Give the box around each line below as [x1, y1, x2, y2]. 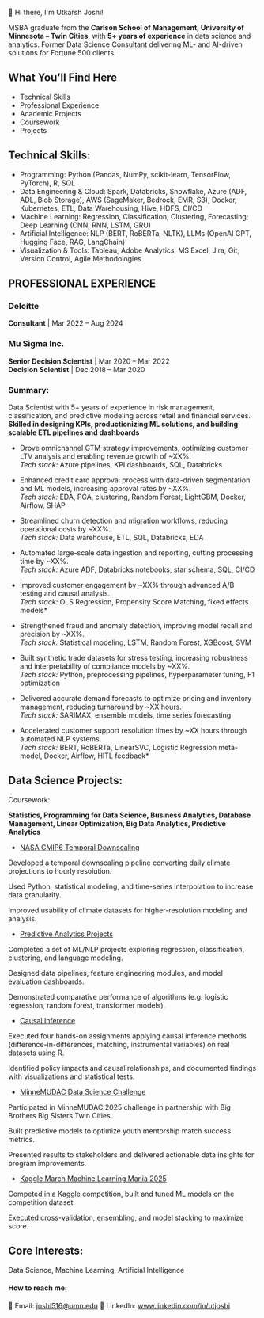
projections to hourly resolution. [8, 866, 112, 875]
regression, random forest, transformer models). [8, 1000, 166, 1010]
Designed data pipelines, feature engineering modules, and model [8, 968, 224, 977]
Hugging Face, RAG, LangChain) [19, 237, 126, 246]
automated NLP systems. [19, 733, 102, 744]
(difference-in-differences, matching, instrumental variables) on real [8, 1039, 231, 1049]
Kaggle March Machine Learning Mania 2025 [19, 1173, 168, 1183]
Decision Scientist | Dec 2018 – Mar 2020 [8, 364, 145, 374]
